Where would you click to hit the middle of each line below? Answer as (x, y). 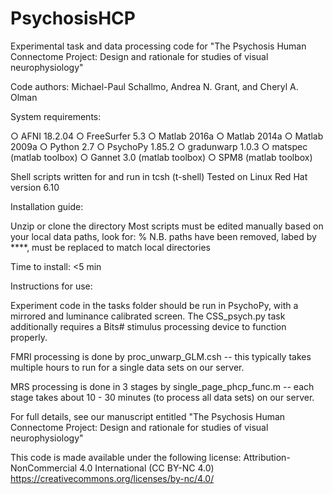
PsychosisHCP (73, 18)
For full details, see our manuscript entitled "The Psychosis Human (148, 416)
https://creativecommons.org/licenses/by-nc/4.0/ (112, 478)
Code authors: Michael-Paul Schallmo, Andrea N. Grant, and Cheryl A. (154, 86)
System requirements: (56, 116)
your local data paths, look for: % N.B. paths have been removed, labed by (163, 236)
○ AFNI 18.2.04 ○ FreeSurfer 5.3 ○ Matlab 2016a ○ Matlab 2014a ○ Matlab (167, 136)
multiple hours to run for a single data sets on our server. (127, 367)
